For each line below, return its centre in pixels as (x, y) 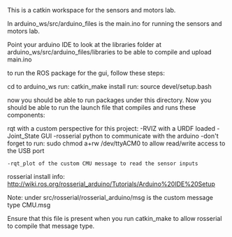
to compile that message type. (51, 226)
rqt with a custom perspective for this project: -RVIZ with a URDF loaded (111, 128)
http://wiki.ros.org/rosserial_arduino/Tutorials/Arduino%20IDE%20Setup (111, 184)
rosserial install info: (36, 177)
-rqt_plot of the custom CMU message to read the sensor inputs (103, 164)
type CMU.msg (29, 205)
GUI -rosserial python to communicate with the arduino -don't (130, 136)
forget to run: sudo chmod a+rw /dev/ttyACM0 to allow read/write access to (116, 143)
